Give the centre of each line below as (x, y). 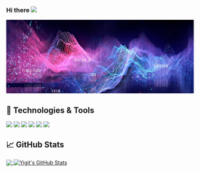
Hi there (18, 10)
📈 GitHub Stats (35, 145)
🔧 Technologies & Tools (50, 110)
